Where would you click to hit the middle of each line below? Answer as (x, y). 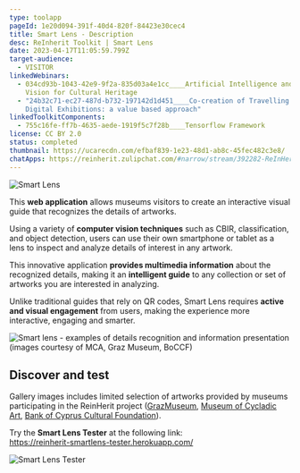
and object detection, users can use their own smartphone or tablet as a (142, 238)
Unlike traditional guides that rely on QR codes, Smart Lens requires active (146, 301)
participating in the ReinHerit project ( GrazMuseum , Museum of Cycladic (143, 406)
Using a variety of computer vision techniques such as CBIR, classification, (149, 228)
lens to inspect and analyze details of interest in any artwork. (121, 248)
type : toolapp (36, 17)
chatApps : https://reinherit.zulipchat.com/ (93, 159)
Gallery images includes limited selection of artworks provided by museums (149, 397)
